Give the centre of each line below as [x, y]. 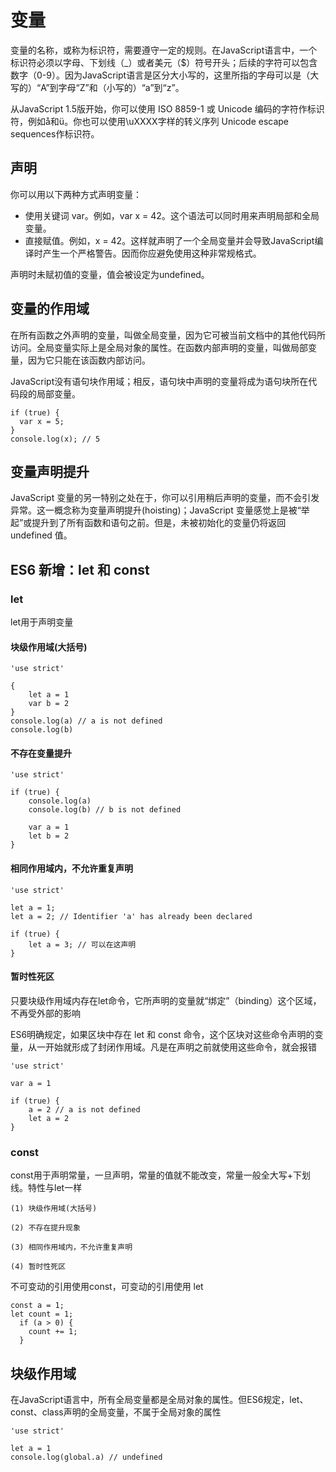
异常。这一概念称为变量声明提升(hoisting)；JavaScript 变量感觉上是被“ [156, 510]
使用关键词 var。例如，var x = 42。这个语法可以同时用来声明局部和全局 [172, 215]
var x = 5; [42, 421]
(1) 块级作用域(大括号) [54, 1209]
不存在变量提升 [41, 753]
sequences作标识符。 [55, 133]
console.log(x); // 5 [55, 439]
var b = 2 [49, 704]
